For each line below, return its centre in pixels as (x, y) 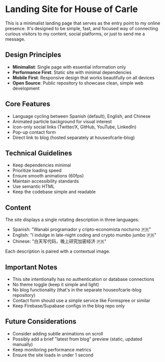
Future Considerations (41, 322)
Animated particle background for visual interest (62, 121)
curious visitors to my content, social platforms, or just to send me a (75, 34)
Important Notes (31, 267)
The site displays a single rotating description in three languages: (72, 220)
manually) (23, 344)
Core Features (28, 104)
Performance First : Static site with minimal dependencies (72, 72)
